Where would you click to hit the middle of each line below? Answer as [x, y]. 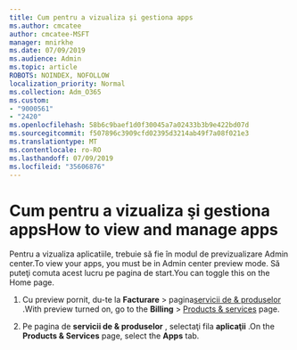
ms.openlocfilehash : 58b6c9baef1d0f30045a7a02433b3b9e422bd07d [129, 126]
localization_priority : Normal [67, 84]
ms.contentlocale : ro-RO [55, 150]
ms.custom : [29, 100]
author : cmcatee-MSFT [49, 34]
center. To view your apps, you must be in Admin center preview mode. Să [145, 264]
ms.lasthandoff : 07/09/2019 [62, 158]
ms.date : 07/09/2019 [48, 51]
